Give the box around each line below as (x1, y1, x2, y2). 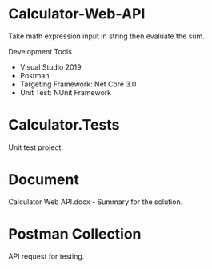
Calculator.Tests (8, 116, 120, 134)
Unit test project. (8, 142, 64, 152)
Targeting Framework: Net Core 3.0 (19, 79, 137, 89)
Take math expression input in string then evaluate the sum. (8, 31, 206, 41)
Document (8, 171, 80, 189)
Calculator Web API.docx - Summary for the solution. (8, 197, 183, 207)
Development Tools (8, 46, 72, 56)
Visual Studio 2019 (19, 62, 82, 72)
